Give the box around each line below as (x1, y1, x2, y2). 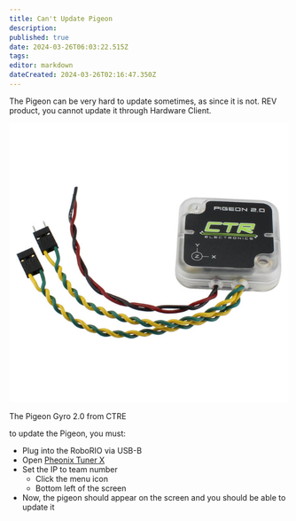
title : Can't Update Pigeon (9, 14, 113, 23)
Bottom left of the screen (35, 483, 127, 494)
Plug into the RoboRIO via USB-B (21, 445, 143, 455)
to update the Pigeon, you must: (9, 428, 127, 439)
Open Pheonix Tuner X (21, 455, 105, 465)
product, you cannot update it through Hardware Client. (9, 105, 212, 115)
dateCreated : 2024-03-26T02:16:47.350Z (9, 71, 157, 80)
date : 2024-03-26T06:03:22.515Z (9, 43, 129, 51)
